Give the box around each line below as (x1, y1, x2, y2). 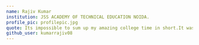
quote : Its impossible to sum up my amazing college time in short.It (6, 25, 184, 31)
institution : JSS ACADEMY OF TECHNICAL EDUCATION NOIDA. (6, 14, 150, 20)
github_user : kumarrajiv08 (6, 30, 73, 36)
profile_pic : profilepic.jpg (6, 19, 78, 25)
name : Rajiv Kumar (6, 8, 52, 15)
